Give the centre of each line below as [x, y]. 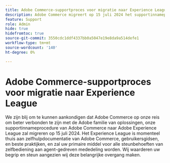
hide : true [17, 29]
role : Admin [18, 24]
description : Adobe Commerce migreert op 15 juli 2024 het [69, 15]
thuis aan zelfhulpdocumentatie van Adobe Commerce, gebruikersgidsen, [82, 139]
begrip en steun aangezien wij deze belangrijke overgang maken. [73, 155]
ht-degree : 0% [20, 52]
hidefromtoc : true [25, 33]
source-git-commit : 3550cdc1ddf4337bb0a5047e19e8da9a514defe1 [72, 38]
